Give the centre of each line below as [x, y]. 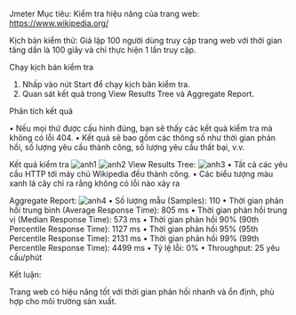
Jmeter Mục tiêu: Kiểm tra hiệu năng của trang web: [104, 14]
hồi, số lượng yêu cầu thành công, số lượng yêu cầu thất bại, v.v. [127, 147]
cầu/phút [26, 257]
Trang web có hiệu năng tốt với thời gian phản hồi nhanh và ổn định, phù [142, 292]
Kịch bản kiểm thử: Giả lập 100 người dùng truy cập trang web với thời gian [146, 40]
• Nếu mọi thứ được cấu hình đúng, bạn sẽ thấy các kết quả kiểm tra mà [141, 128]
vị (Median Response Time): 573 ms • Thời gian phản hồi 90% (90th [134, 219]
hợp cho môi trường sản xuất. [63, 301]
